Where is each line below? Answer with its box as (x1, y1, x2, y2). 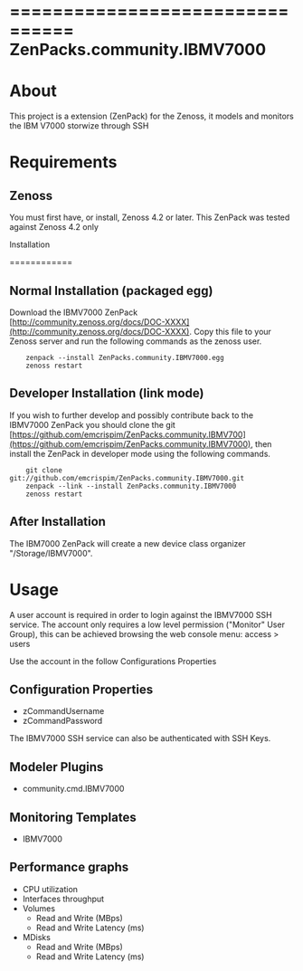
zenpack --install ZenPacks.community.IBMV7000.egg (25, 353, 224, 362)
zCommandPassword (22, 716, 103, 727)
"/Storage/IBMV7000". (9, 547, 93, 558)
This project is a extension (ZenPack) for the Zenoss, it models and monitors (9, 110, 294, 122)
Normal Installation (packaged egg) (9, 282, 213, 299)
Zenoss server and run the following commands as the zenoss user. (9, 336, 262, 347)
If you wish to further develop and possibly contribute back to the (9, 409, 254, 421)
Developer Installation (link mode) (9, 386, 204, 401)
